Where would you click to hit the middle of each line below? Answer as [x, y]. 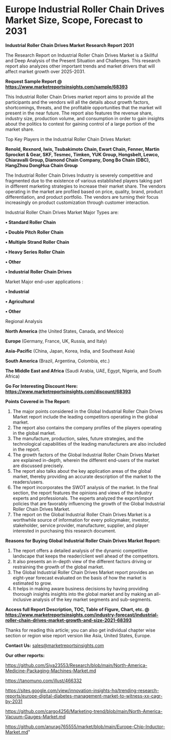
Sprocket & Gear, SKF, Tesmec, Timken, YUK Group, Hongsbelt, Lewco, [82, 154]
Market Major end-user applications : [44, 282]
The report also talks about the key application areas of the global [82, 471]
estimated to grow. [32, 583]
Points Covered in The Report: [38, 401]
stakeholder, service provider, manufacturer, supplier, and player [81, 525]
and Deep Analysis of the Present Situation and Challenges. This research [83, 60]
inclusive [22, 599]
